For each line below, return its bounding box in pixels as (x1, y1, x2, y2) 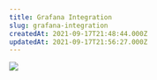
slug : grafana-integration (9, 21, 108, 30)
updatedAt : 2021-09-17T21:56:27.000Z (9, 37, 148, 47)
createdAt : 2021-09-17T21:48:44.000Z (9, 29, 148, 38)
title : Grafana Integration (9, 12, 113, 22)
